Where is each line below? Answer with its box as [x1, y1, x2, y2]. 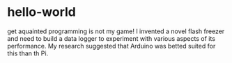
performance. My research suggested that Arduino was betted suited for [7, 42, 216, 50]
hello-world [7, 4, 77, 20]
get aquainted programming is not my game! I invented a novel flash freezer [7, 27, 225, 35]
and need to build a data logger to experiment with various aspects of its [7, 34, 216, 42]
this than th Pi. [7, 49, 49, 57]
